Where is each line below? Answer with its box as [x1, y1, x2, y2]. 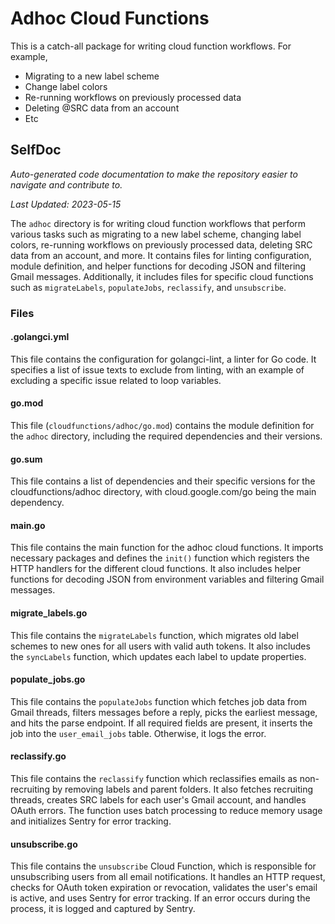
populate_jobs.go [10, 673, 86, 686]
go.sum [10, 453, 43, 465]
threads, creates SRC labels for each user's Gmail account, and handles [10, 794, 307, 806]
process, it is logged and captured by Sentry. [10, 903, 196, 915]
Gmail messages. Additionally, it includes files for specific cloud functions [10, 270, 314, 282]
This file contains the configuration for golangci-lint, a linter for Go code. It [10, 353, 317, 365]
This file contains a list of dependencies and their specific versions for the [10, 475, 316, 487]
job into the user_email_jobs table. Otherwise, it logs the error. [10, 727, 267, 739]
